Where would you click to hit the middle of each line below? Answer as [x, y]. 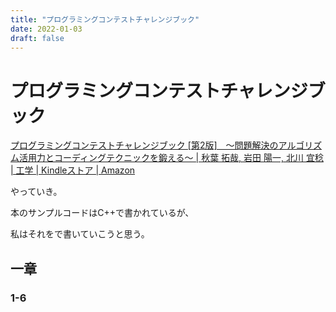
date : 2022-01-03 [46, 29]
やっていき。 [36, 192]
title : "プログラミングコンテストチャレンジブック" [105, 19]
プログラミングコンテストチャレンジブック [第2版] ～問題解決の [144, 145]
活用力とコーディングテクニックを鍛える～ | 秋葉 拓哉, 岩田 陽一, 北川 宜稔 [171, 158]
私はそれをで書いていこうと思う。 [80, 234]
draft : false [37, 38]
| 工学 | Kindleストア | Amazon [73, 170]
